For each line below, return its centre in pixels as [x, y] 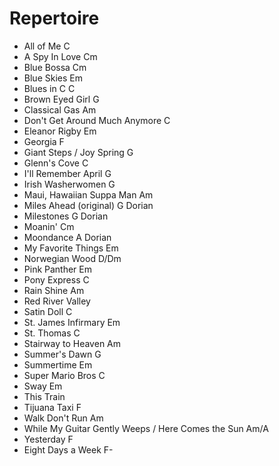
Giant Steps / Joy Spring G [78, 152]
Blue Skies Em [53, 78]
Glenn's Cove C [56, 163]
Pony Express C [56, 279]
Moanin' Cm [49, 226]
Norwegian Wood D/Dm [72, 258]
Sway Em [43, 386]
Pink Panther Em [58, 269]
